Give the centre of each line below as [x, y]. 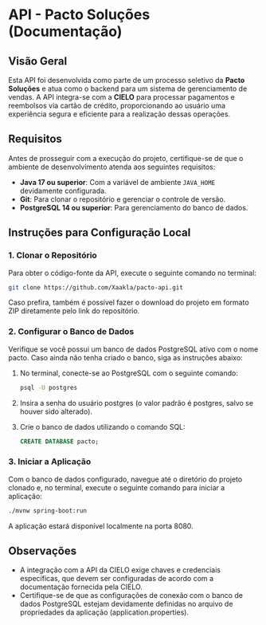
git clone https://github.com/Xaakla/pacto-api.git [96, 287]
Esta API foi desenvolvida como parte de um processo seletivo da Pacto [127, 80]
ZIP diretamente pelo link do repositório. [74, 311]
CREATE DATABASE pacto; [59, 441]
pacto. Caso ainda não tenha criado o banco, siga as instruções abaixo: [125, 357]
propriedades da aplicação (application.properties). [104, 612]
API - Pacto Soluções [79, 15]
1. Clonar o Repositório [53, 255]
